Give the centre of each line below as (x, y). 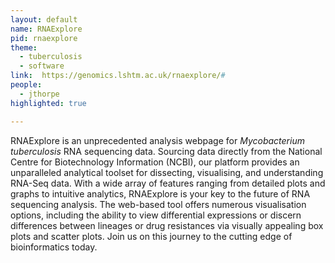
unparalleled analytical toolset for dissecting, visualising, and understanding (167, 172)
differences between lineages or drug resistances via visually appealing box (167, 225)
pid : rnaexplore (44, 38)
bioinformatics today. (54, 247)
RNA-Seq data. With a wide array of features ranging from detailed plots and (168, 183)
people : (26, 85)
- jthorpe (39, 94)
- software (42, 66)
